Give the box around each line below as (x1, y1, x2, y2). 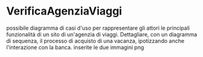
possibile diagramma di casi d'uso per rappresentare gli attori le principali (6, 24, 190, 32)
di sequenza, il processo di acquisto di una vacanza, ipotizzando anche (6, 37, 185, 44)
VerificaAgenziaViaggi (6, 4, 122, 18)
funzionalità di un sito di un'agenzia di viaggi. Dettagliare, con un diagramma (6, 30, 198, 38)
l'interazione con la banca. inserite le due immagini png (6, 44, 144, 51)
